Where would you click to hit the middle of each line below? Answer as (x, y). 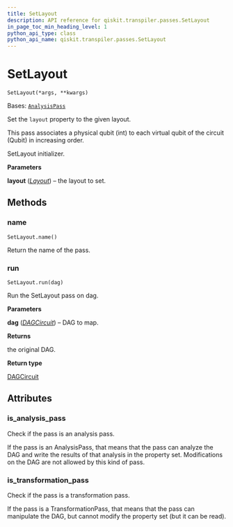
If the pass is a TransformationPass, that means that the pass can (101, 509)
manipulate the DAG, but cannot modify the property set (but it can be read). (117, 517)
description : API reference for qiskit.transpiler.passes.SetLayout (109, 20)
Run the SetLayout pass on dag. (53, 296)
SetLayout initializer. (36, 154)
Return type (25, 363)
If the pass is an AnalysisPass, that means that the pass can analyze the (110, 447)
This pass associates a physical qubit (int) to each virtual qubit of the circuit (116, 133)
